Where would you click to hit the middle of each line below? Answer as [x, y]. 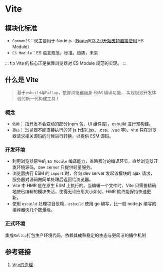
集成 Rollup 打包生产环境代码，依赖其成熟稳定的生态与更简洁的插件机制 [75, 235]
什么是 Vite [22, 80]
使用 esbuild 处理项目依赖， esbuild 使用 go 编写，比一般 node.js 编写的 [84, 204]
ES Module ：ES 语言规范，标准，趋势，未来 [55, 53]
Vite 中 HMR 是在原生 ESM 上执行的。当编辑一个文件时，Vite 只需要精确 [84, 186]
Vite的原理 [22, 264]
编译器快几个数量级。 [33, 210]
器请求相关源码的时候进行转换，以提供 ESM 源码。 [63, 136]
